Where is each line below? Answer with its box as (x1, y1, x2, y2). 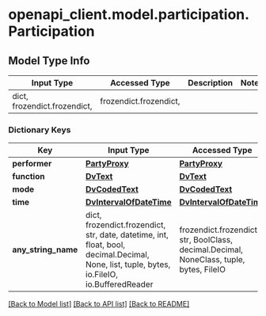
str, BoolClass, (179, 234, 234, 246)
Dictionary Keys (8, 124, 71, 135)
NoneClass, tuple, (179, 254, 245, 265)
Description (188, 78, 234, 88)
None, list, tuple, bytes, (85, 259, 171, 270)
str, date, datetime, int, (85, 230, 169, 241)
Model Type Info (8, 54, 90, 67)
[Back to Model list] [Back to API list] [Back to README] (8, 299, 190, 309)
